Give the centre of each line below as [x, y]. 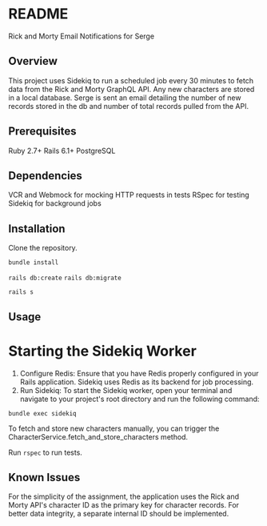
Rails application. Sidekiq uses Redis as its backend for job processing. [137, 382]
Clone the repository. [43, 248]
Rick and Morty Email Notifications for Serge [81, 36]
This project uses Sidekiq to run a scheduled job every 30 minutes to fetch [131, 80]
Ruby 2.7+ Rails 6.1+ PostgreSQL [62, 151]
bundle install [34, 263]
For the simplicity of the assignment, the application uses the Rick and [124, 496]
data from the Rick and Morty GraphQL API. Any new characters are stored [132, 89]
